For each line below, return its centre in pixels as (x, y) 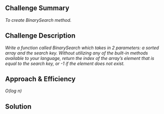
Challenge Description (40, 36)
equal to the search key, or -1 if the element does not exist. (65, 63)
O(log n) (14, 91)
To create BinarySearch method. (38, 20)
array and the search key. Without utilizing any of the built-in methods (77, 53)
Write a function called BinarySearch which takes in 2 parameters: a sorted (82, 48)
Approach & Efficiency (40, 79)
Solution (18, 106)
